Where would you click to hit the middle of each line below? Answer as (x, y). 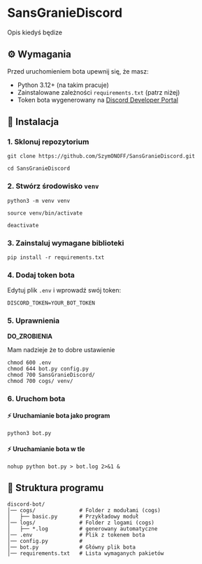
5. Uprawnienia (34, 321)
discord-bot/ (26, 504)
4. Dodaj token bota (41, 275)
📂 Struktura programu (56, 488)
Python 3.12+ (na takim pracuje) (63, 85)
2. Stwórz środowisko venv (53, 186)
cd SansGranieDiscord (39, 169)
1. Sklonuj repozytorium (48, 142)
